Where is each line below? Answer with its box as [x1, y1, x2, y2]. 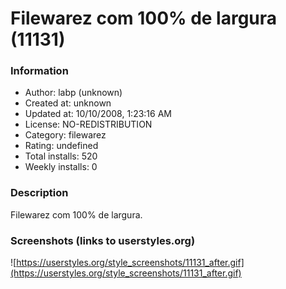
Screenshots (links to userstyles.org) [10, 233, 196, 247]
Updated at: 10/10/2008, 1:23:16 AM [24, 108, 172, 120]
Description [10, 186, 69, 200]
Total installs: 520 [24, 150, 98, 162]
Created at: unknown [24, 97, 112, 109]
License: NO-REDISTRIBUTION [24, 118, 153, 131]
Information [10, 64, 69, 78]
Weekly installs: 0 [24, 161, 98, 173]
